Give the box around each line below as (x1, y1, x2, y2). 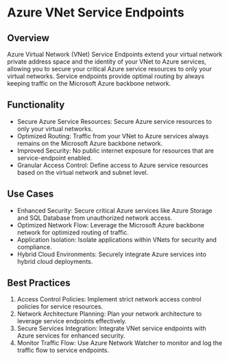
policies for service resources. (16, 303, 104, 311)
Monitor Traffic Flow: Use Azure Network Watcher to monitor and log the (16, 339, 223, 347)
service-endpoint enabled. (16, 153, 93, 162)
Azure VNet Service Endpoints (7, 5, 184, 21)
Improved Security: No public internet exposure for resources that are (16, 146, 215, 155)
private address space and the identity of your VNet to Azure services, (7, 58, 207, 66)
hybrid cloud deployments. (16, 257, 93, 265)
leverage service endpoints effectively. (16, 317, 127, 325)
